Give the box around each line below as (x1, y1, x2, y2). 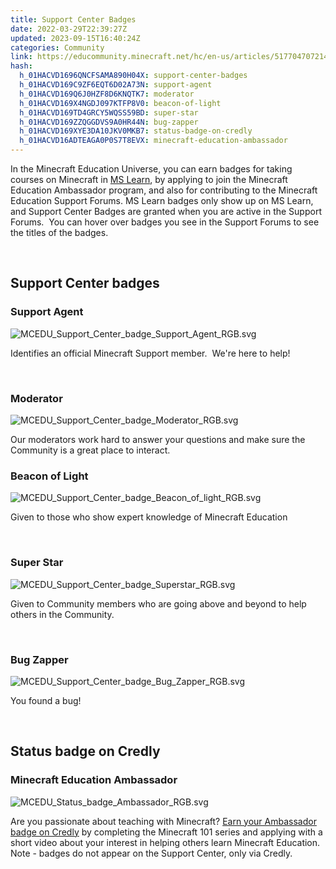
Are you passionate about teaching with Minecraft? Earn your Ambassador (10, 815, 317, 827)
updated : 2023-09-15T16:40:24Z (10, 33, 141, 43)
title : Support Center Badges (10, 14, 137, 25)
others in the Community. (10, 608, 115, 620)
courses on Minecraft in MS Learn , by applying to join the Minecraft (10, 174, 288, 185)
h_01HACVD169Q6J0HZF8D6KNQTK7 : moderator (19, 89, 195, 99)
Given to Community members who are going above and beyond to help (10, 597, 307, 610)
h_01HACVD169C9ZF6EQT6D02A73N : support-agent (19, 80, 213, 90)
